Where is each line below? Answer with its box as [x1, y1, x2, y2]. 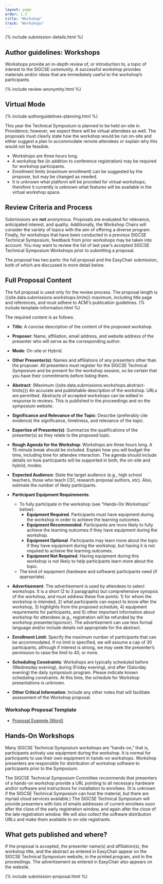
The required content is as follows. [5, 314, 74, 320]
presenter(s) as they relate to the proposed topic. [12, 432, 111, 438]
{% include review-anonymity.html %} [5, 86, 82, 92]
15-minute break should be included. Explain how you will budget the [12, 447, 150, 453]
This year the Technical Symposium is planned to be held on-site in [5, 122, 140, 128]
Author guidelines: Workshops [5, 48, 100, 57]
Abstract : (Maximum [12, 382, 54, 388]
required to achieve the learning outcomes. [26, 547, 113, 554]
